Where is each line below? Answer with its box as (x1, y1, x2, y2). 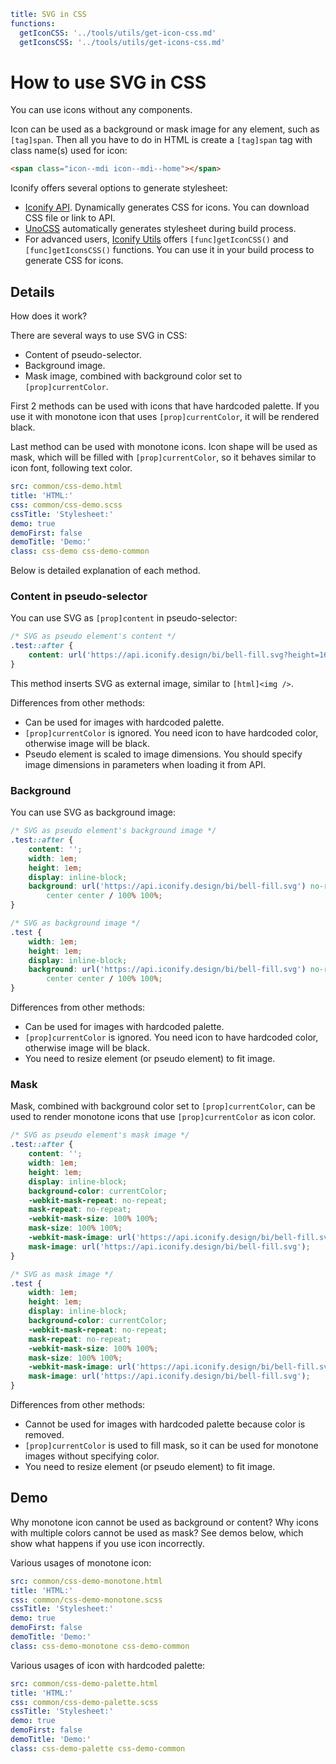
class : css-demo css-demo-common (10, 546, 150, 557)
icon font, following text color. (10, 462, 133, 474)
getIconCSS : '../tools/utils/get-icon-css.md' (19, 28, 217, 38)
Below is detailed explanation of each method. (10, 565, 201, 577)
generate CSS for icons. (24, 255, 124, 267)
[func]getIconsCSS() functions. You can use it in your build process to (24, 244, 315, 256)
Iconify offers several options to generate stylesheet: (10, 182, 228, 194)
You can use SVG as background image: (10, 806, 177, 819)
